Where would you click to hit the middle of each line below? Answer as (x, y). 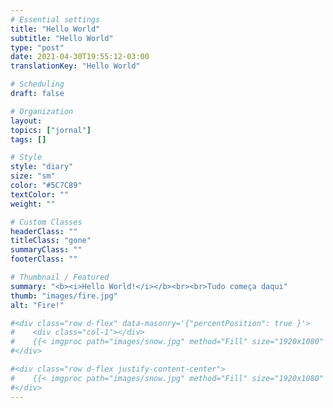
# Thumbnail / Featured (60, 277)
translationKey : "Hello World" (75, 66)
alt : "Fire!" (37, 305)
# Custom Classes (46, 222)
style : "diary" (42, 167)
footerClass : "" (44, 259)
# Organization (42, 111)
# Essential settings (55, 19)
